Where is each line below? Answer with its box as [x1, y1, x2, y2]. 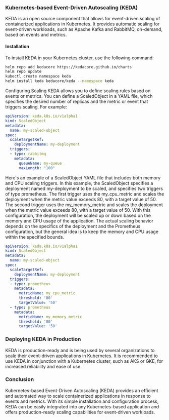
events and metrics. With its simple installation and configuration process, [5, 398, 159, 404]
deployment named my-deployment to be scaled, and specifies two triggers [5, 185, 163, 192]
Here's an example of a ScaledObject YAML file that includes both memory [5, 174, 161, 181]
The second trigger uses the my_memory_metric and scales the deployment [5, 202, 163, 208]
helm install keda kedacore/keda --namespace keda [5, 79, 114, 84]
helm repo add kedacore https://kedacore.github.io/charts [5, 64, 132, 69]
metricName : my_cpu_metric [18, 291, 76, 296]
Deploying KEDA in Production [5, 336, 81, 343]
